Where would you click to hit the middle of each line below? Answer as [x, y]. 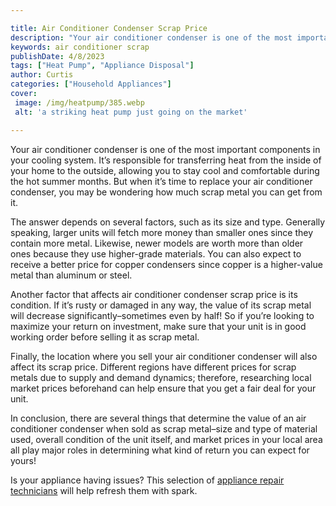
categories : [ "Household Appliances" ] [91, 84]
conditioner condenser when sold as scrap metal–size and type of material [164, 428]
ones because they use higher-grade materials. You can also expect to [156, 253]
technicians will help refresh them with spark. [104, 490]
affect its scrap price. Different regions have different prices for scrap [153, 367]
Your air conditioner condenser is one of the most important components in [165, 149]
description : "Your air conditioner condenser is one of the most [151, 37]
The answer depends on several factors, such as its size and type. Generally [168, 222]
